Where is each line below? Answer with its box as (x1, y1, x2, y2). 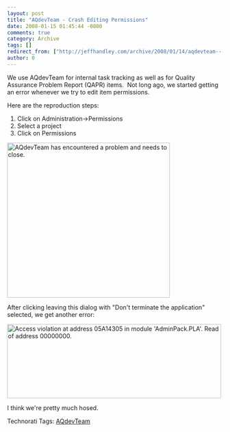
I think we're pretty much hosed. (7, 403, 99, 411)
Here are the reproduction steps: (7, 101, 99, 110)
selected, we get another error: (7, 310, 94, 318)
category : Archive (7, 36, 60, 42)
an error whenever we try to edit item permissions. (7, 88, 150, 96)
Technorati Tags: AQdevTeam (7, 417, 91, 425)
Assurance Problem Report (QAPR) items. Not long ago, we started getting (7, 80, 219, 89)
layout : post (7, 10, 44, 17)
